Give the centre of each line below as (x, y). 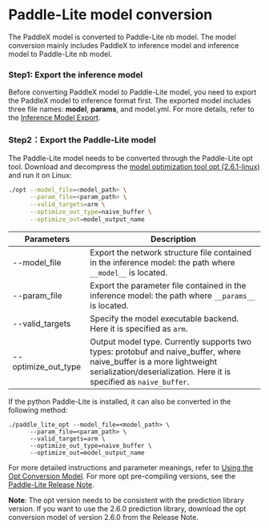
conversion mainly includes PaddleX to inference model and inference (124, 45)
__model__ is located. (129, 272)
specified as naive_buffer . (140, 381)
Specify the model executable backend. (165, 318)
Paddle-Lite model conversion (110, 15)
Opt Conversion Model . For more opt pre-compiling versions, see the (122, 476)
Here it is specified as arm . (139, 328)
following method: (38, 409)
